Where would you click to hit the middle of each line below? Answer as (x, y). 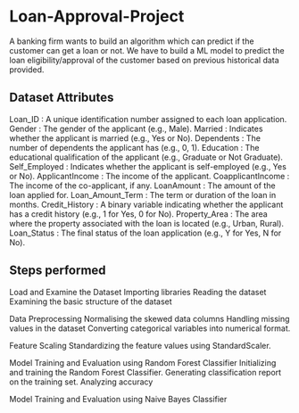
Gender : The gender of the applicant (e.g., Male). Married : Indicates (136, 128)
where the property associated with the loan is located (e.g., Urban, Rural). (146, 223)
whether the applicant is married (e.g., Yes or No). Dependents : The (135, 138)
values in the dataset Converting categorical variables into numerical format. (150, 328)
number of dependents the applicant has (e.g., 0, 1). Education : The (135, 147)
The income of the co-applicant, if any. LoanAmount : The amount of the (142, 186)
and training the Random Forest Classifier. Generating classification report (145, 372)
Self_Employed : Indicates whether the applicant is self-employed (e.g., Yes (148, 166)
